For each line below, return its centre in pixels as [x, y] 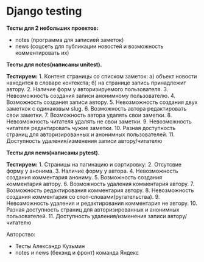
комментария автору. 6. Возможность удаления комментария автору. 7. [100, 184]
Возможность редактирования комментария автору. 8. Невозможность [100, 190]
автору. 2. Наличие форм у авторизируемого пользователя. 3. [87, 89]
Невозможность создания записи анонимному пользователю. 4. [91, 95]
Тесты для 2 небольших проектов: [52, 28]
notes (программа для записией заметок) [69, 40]
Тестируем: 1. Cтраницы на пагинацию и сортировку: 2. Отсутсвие [94, 164]
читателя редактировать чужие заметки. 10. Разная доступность [91, 128]
